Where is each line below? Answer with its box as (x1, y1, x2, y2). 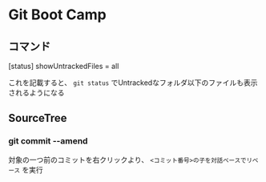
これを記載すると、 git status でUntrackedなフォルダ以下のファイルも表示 (8, 78, 258, 87)
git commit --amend (8, 135, 88, 147)
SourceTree (8, 111, 67, 125)
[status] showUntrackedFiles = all (8, 62, 119, 71)
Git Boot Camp (8, 6, 107, 24)
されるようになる (8, 88, 65, 97)
